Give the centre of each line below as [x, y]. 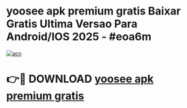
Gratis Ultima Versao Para [72, 24]
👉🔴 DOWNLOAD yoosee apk [80, 79]
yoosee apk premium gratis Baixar [93, 11]
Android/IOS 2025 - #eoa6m [79, 37]
